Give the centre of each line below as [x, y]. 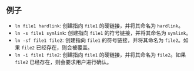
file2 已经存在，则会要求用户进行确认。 [63, 62]
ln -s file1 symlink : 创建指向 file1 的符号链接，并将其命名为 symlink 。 [103, 33]
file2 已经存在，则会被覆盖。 [57, 47]
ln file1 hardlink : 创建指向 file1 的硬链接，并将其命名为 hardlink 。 [99, 26]
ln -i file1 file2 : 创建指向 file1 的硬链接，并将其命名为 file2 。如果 [100, 55]
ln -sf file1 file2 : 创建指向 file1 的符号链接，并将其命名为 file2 [96, 40]
